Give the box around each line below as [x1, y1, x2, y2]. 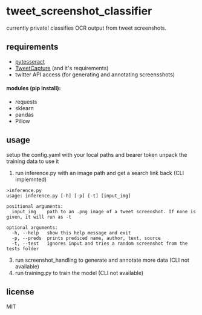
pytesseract [15, 58, 45, 65]
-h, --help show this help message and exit [11, 230, 131, 236]
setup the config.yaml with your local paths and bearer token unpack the [6, 151, 187, 158]
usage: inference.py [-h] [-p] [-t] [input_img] [6, 193, 131, 199]
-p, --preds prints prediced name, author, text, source [11, 235, 161, 241]
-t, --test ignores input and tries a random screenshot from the [11, 240, 188, 247]
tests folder [6, 245, 39, 252]
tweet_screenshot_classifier [6, 4, 152, 18]
